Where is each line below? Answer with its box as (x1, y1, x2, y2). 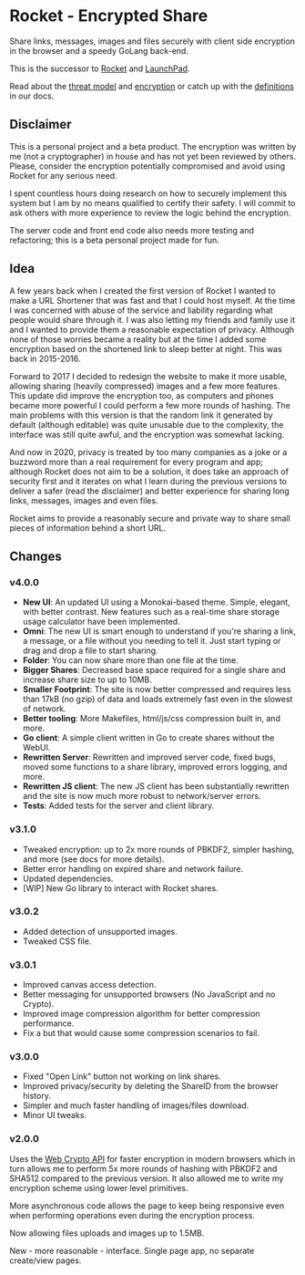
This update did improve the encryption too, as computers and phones (9, 389, 275, 401)
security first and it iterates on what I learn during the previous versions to (9, 475, 288, 486)
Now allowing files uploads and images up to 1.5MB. (9, 1228, 205, 1239)
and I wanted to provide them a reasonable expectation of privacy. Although (9, 324, 295, 335)
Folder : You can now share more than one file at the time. (22, 655, 239, 666)
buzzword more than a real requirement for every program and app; (9, 456, 264, 467)
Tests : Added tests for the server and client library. (22, 800, 215, 812)
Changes (9, 548, 62, 564)
